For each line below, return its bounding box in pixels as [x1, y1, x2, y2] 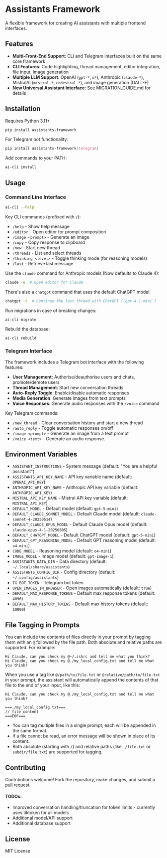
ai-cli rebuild [5, 336, 37, 341]
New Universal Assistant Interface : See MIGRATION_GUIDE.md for [12, 85, 151, 91]
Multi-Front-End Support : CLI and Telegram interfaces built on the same [12, 53, 162, 59]
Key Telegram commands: [5, 410, 59, 416]
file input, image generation [12, 69, 69, 75]
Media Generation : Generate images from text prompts [12, 395, 126, 401]
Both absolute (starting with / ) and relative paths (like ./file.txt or [12, 744, 151, 750]
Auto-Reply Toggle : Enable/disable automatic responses [12, 390, 129, 396]
